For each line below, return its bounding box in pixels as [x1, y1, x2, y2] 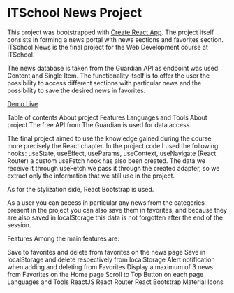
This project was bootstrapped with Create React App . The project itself [7, 28, 214, 36]
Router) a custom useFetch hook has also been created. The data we [7, 156, 206, 165]
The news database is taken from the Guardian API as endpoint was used [7, 64, 219, 72]
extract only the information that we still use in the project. [7, 171, 175, 180]
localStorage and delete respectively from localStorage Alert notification [7, 255, 215, 264]
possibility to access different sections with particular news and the [7, 78, 202, 87]
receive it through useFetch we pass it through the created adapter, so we [7, 164, 220, 172]
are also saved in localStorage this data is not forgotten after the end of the [7, 213, 224, 222]
